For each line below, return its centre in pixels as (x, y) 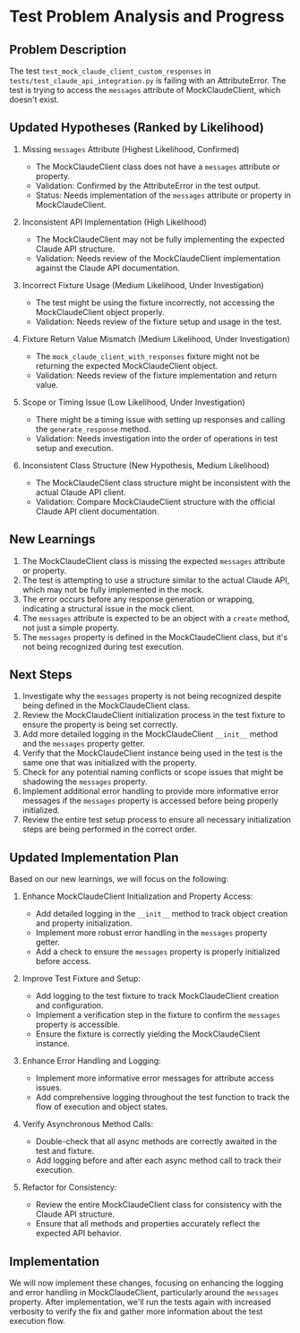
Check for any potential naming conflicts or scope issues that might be (153, 773)
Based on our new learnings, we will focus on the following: (119, 879)
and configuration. (70, 1005)
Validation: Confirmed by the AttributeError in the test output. (148, 185)
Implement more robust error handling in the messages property (151, 933)
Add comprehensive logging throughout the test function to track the (163, 1098)
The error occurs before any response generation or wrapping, (138, 599)
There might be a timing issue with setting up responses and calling (160, 419)
